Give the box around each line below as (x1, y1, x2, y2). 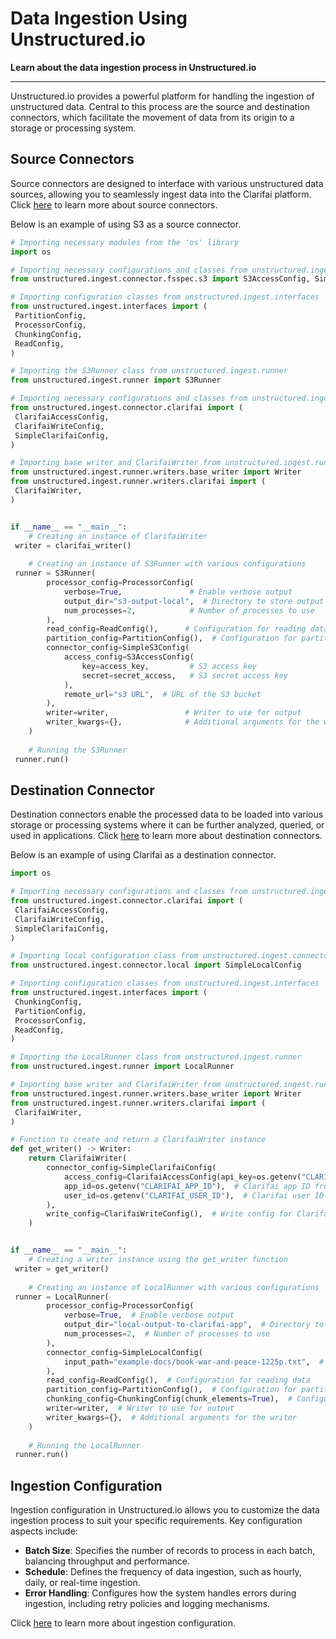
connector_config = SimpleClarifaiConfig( (46, 1163, 217, 1173)
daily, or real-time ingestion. (24, 1577, 141, 1589)
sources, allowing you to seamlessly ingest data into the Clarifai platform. (10, 188, 312, 200)
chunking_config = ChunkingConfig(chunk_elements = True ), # (46, 1394, 293, 1404)
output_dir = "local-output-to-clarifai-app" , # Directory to (63, 1320, 325, 1330)
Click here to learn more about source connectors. (10, 198, 218, 211)
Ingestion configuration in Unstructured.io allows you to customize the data (10, 1504, 320, 1516)
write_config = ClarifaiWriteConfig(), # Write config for (46, 1209, 293, 1219)
